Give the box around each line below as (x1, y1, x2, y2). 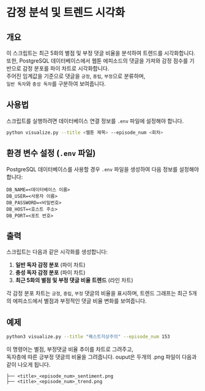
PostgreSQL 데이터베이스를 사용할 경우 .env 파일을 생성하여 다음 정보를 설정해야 (6, 165, 199, 172)
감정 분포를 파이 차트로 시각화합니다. (22, 65, 110, 72)
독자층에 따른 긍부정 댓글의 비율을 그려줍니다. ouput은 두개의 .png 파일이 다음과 (6, 354, 197, 360)
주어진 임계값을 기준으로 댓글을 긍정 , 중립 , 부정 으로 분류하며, (6, 72, 146, 80)
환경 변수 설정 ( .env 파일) (6, 148, 96, 158)
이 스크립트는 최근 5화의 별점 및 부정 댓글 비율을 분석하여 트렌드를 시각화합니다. (6, 50, 196, 56)
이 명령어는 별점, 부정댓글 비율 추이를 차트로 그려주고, (6, 346, 133, 353)
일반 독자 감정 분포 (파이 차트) (15, 261, 86, 269)
